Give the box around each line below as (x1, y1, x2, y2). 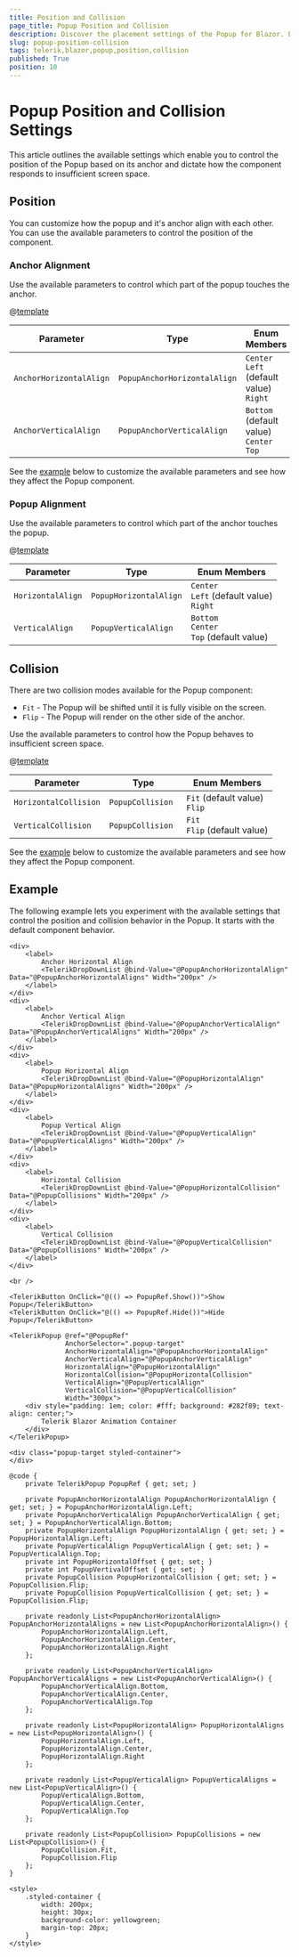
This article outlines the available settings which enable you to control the (9, 149, 279, 160)
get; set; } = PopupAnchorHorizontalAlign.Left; (9, 1502, 193, 1512)
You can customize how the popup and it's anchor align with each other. (9, 217, 274, 228)
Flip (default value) (186, 824, 269, 837)
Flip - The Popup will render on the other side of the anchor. (21, 711, 246, 722)
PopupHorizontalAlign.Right (41, 1751, 145, 1761)
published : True (9, 54, 69, 63)
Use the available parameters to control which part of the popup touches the (9, 279, 290, 289)
